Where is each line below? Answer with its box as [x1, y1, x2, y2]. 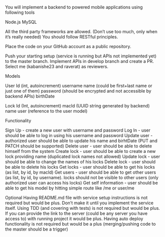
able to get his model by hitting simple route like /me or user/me [5, 185, 134, 191]
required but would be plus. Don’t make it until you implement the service [5, 200, 154, 206]
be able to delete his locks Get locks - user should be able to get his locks [5, 164, 155, 170]
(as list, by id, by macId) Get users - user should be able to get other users [5, 169, 156, 175]
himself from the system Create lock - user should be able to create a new [5, 148, 156, 154]
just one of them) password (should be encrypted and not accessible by [5, 88, 152, 94]
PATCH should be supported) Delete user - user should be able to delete [5, 143, 152, 149]
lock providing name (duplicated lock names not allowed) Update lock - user [5, 153, 161, 159]
